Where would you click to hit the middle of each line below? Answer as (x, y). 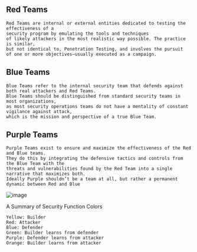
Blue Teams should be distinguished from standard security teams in (93, 96)
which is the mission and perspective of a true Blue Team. (82, 117)
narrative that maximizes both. (46, 174)
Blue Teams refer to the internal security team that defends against (95, 86)
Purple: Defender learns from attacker (55, 238)
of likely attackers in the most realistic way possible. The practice (96, 39)
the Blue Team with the (35, 164)
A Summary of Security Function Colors (54, 207)
